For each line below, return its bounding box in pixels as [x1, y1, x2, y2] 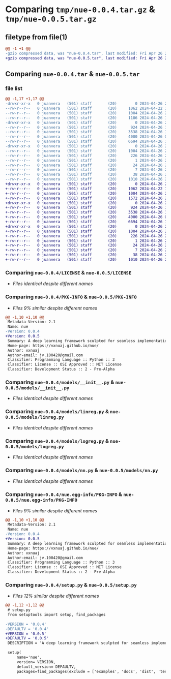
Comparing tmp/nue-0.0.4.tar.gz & [5, 4, 155, 15]
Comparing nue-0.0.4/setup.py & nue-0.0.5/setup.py [5, 581, 137, 588]
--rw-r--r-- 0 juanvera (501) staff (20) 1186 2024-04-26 [5, 115, 163, 120]
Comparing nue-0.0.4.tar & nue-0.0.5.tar [5, 70, 140, 78]
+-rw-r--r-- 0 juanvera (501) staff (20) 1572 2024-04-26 [5, 196, 163, 201]
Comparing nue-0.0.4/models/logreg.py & [5, 437, 109, 444]
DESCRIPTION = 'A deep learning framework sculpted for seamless [7, 640, 149, 646]
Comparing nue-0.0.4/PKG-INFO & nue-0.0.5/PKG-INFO [5, 293, 137, 300]
